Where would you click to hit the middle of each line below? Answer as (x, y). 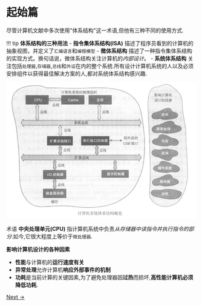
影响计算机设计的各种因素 (38, 250)
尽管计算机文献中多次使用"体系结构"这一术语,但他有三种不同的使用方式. (95, 30)
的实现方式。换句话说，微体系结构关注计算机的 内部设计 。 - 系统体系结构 (96, 58)
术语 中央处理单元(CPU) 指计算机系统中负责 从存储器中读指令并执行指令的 (98, 229)
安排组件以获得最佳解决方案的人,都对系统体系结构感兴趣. (77, 73)
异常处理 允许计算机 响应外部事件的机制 (63, 270)
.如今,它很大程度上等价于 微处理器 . (52, 236)
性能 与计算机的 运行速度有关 (50, 262)
